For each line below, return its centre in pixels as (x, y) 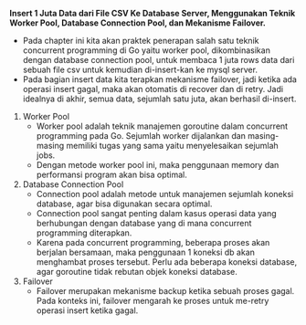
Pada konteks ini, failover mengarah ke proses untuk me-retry (153, 301)
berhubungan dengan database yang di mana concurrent (144, 223)
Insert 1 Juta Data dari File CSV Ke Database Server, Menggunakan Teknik (153, 13)
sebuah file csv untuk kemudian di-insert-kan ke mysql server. (140, 69)
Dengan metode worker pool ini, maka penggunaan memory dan (158, 165)
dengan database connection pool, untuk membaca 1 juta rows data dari (158, 60)
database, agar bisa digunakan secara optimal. (124, 204)
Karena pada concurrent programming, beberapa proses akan (153, 242)
